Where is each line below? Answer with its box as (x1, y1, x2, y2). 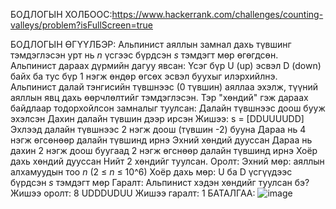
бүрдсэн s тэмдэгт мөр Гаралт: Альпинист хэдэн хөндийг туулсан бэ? (10, 177, 310, 188)
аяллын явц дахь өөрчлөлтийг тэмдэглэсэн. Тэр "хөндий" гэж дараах (10, 92, 309, 103)
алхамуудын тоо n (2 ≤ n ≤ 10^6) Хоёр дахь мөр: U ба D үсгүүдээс (10, 166, 293, 178)
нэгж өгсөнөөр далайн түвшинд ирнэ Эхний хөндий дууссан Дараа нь (10, 134, 313, 146)
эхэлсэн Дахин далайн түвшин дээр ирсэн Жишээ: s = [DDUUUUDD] (10, 113, 305, 124)
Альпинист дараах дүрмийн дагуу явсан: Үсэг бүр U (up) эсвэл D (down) (10, 60, 322, 71)
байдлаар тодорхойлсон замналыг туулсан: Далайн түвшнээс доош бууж (10, 102, 326, 114)
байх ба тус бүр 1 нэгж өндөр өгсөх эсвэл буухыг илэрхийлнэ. (10, 70, 278, 82)
